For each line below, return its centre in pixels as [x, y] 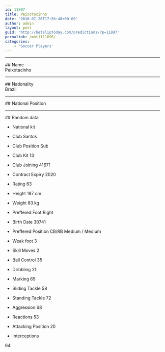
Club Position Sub [30, 146]
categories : [17, 42]
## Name [14, 65]
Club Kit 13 [23, 155]
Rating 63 [22, 184]
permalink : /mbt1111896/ [30, 37]
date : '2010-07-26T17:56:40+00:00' [41, 19]
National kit [24, 127]
